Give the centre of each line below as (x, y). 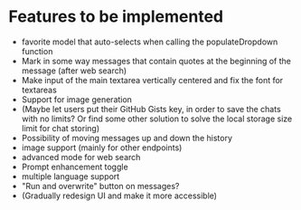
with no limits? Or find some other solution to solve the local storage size (157, 119)
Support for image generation (77, 99)
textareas (39, 90)
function (37, 51)
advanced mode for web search (81, 157)
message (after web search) (74, 71)
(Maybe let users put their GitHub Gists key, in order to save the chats (151, 109)
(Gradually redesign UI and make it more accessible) (119, 196)
